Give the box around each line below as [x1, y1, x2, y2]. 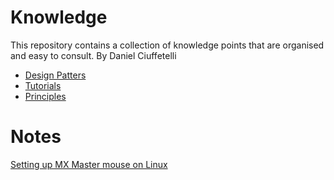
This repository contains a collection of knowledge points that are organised [10, 39, 325, 51]
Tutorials [24, 79, 62, 91]
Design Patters [24, 69, 87, 81]
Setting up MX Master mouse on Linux [10, 158, 168, 170]
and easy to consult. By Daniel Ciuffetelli [10, 49, 177, 61]
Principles [24, 90, 67, 102]
